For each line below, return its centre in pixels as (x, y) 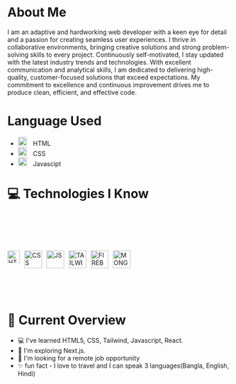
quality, (18, 77)
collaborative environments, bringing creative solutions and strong (104, 47)
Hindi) (26, 373)
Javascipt (47, 163)
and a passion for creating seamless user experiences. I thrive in (102, 39)
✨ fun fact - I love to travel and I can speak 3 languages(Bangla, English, (123, 366)
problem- (216, 47)
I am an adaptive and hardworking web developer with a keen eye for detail (117, 32)
